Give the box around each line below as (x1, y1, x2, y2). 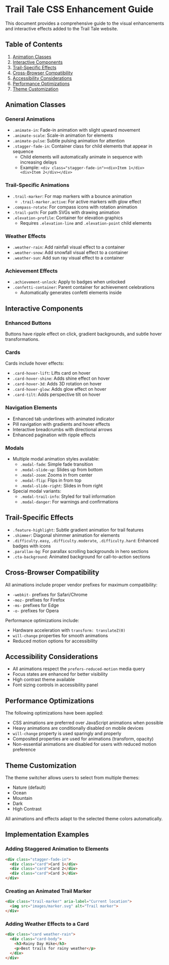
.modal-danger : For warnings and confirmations (20, 498, 119, 504)
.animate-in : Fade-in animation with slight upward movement (12, 127, 140, 133)
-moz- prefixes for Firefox (12, 597, 65, 603)
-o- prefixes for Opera (12, 607, 59, 614)
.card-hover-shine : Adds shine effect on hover (12, 375, 110, 382)
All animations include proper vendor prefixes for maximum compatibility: (5, 582, 158, 588)
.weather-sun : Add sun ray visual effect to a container (12, 255, 125, 261)
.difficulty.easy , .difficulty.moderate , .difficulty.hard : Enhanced (12, 537, 159, 543)
